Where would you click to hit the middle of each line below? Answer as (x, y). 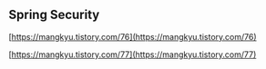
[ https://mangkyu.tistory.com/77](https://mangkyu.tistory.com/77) (133, 54)
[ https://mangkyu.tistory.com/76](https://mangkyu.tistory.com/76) (133, 36)
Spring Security (54, 15)
